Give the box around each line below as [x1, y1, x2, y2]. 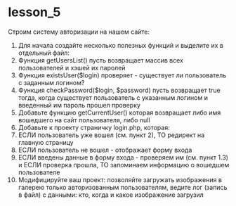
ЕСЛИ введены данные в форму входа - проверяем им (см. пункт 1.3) [18, 153, 229, 162]
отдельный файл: [18, 49, 70, 57]
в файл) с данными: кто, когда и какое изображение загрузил [18, 191, 204, 199]
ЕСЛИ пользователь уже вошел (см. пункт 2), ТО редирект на [18, 131, 205, 139]
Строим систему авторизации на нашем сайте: [8, 27, 150, 36]
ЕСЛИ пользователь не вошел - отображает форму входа [18, 146, 192, 154]
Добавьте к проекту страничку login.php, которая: [18, 123, 171, 131]
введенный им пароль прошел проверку [18, 101, 141, 109]
